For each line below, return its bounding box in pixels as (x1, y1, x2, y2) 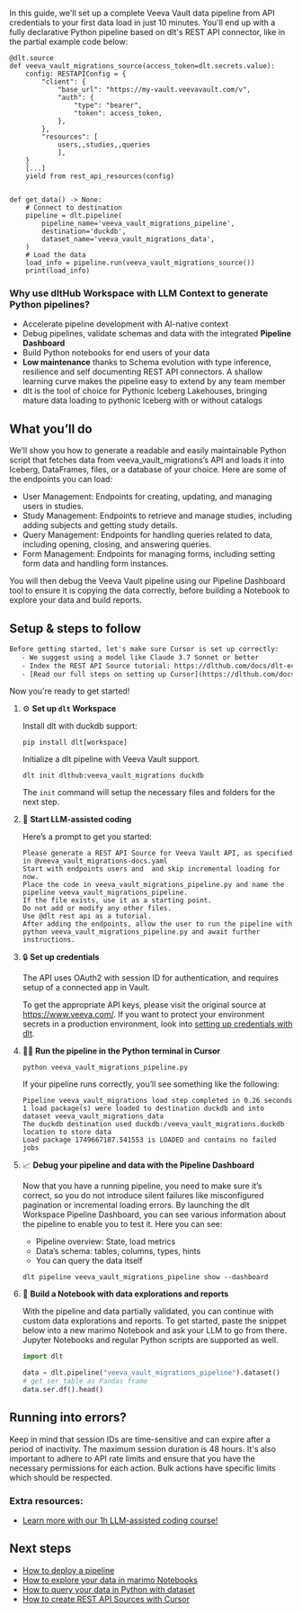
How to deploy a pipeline (22, 1564, 115, 1575)
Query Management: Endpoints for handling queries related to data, (22, 530, 273, 541)
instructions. (22, 936, 75, 945)
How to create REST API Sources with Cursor (22, 1593, 191, 1604)
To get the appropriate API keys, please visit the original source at (22, 999, 267, 1010)
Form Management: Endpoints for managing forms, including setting (22, 549, 276, 560)
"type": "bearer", (73, 101, 143, 110)
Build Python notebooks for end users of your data (22, 347, 210, 358)
